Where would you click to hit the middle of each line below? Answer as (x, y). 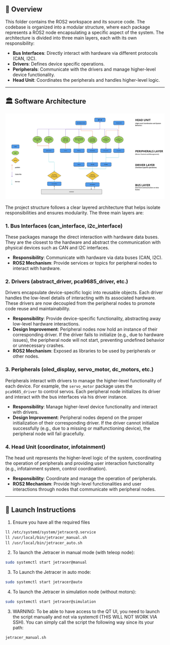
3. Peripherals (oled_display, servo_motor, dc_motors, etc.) (79, 370)
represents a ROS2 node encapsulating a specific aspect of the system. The (85, 32)
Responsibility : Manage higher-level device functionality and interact (85, 406)
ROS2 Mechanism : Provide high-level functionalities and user (77, 484)
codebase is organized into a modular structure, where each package (78, 27)
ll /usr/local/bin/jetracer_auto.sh (44, 543)
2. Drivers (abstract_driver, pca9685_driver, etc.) (67, 281)
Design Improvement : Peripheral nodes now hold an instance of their (85, 329)
